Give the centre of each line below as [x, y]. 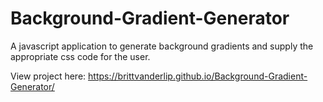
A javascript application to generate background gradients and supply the [162, 46]
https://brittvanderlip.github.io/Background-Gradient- [198, 76]
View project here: [48, 76]
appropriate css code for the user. [80, 56]
